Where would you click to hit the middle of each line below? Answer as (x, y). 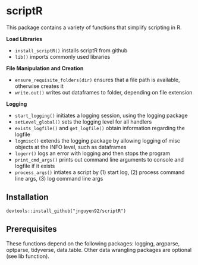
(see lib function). (28, 256)
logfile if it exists (35, 166)
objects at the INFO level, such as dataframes (70, 147)
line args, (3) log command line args (59, 178)
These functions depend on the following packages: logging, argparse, (93, 243)
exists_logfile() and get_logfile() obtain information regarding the (100, 128)
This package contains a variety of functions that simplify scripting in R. (94, 27)
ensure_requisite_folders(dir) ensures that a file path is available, (97, 80)
